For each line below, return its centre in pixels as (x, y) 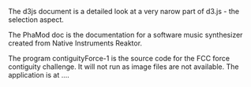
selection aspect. (36, 20)
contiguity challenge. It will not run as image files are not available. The (124, 67)
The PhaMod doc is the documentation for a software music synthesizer (126, 35)
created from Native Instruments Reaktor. (75, 43)
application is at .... (39, 75)
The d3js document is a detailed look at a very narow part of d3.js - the (124, 11)
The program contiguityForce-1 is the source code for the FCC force (119, 58)
